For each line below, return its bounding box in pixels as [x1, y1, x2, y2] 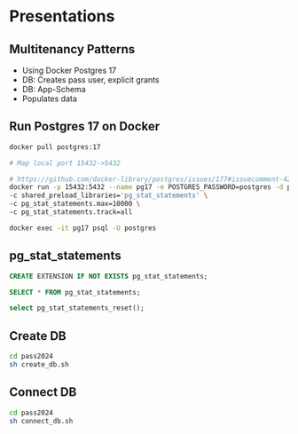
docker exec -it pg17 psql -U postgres [9, 224, 157, 233]
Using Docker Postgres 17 [21, 65, 117, 75]
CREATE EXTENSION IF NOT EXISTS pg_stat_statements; [9, 272, 208, 280]
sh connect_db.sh [9, 416, 74, 425]
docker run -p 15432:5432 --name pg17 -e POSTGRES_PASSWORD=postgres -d [9, 183, 284, 192]
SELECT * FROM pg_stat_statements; [9, 288, 141, 296]
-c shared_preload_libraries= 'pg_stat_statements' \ [9, 191, 208, 201]
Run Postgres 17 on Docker [9, 119, 161, 134]
